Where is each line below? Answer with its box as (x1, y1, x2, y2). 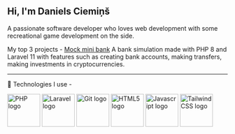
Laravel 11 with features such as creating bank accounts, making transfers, (7, 52, 222, 61)
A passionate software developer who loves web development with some (7, 24, 218, 32)
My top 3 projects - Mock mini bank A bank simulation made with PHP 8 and (7, 45, 227, 53)
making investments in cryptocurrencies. (7, 59, 125, 68)
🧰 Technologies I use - (7, 80, 72, 88)
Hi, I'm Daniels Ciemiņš (7, 6, 111, 17)
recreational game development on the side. (7, 31, 134, 40)
